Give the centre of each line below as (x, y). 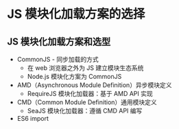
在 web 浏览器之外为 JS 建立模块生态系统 (85, 68)
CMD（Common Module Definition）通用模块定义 (87, 102)
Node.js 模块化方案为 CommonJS (74, 77)
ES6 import (33, 118)
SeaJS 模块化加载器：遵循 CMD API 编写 (85, 111)
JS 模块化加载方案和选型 (59, 42)
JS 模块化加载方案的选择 (76, 14)
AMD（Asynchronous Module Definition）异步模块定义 (94, 85)
